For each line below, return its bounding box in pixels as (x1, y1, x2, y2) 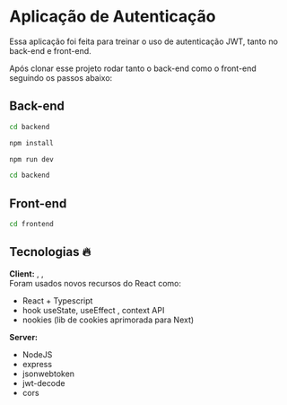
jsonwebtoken (22, 368, 74, 379)
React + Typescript (22, 295, 93, 306)
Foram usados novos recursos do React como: (9, 277, 182, 288)
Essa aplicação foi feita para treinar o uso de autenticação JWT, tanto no (9, 36, 278, 47)
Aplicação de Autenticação (9, 6, 216, 27)
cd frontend (9, 220, 54, 229)
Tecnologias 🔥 (9, 244, 91, 260)
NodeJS (22, 348, 53, 360)
